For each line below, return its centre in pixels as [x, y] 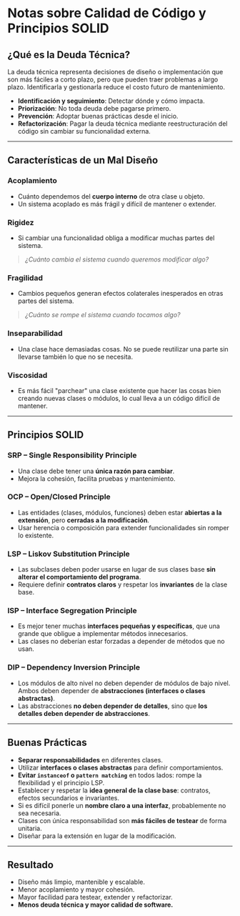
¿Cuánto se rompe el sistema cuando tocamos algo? [102, 315]
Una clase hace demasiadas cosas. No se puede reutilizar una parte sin [123, 349]
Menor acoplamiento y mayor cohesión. [76, 890]
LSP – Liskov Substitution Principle [69, 554]
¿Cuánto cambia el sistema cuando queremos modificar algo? [117, 259]
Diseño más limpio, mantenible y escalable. [81, 882]
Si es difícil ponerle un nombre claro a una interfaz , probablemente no [122, 805]
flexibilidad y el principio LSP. [61, 782]
